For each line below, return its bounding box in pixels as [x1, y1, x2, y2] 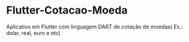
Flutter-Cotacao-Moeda [6, 4, 128, 17]
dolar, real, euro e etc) [6, 29, 61, 36]
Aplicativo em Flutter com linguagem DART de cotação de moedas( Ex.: [6, 23, 183, 30]
